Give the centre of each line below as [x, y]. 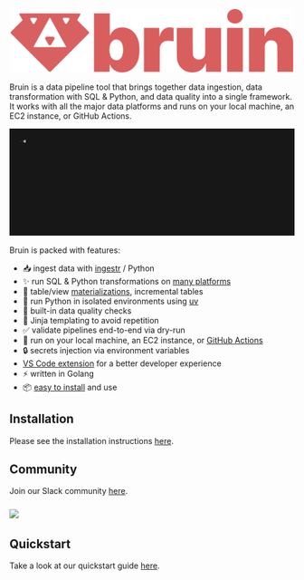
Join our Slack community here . [69, 491]
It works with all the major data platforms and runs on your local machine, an [152, 106]
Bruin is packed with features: [65, 250]
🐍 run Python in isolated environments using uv [110, 301]
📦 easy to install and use [70, 387]
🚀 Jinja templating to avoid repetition [91, 320]
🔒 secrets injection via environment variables [106, 350]
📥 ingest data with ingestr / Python [89, 268]
